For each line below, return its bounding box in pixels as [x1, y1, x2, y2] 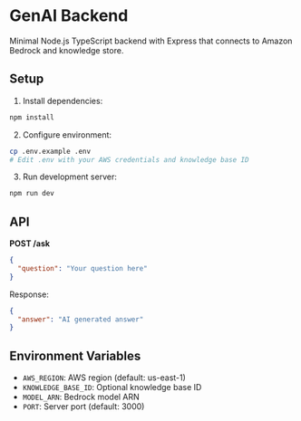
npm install [9, 112, 54, 122]
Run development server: [22, 171, 118, 182]
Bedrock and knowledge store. [9, 44, 124, 55]
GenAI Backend [9, 5, 129, 26]
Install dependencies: [22, 95, 103, 106]
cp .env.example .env [9, 147, 92, 156]
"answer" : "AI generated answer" [17, 314, 144, 324]
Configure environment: [22, 129, 112, 140]
